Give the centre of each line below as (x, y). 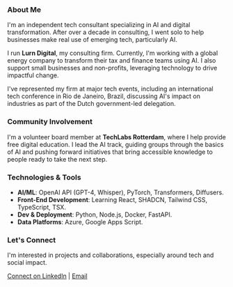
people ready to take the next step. (57, 159)
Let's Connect (32, 240)
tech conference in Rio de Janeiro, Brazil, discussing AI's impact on (104, 96)
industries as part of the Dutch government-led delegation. (91, 104)
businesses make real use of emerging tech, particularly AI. (92, 40)
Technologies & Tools (44, 177)
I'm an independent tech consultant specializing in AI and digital (99, 25)
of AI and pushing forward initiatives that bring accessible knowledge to (110, 152)
